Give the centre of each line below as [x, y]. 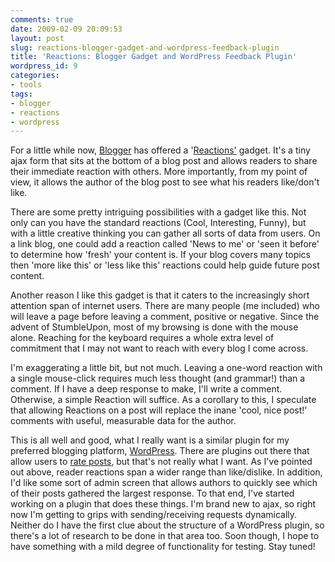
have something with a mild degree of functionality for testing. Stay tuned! [163, 547]
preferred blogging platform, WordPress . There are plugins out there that [160, 451]
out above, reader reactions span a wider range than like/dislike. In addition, [166, 472]
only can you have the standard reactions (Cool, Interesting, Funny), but [158, 223]
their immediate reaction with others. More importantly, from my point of [159, 172]
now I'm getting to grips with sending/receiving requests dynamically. [154, 515]
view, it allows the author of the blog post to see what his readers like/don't [165, 182]
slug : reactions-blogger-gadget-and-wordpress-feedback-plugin [145, 47]
